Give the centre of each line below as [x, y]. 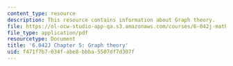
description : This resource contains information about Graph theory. [111, 20]
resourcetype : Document [42, 39]
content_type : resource [42, 13]
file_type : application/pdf [48, 33]
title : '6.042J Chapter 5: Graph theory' [68, 45]
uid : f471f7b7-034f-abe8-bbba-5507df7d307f [71, 52]
